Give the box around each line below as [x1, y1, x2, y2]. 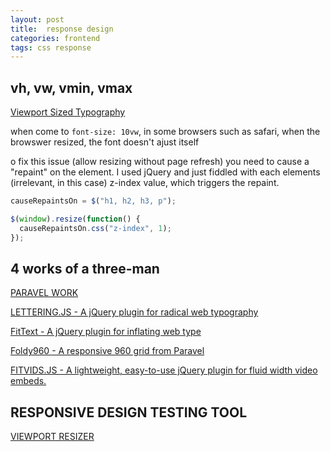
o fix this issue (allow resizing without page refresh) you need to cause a [10, 156, 310, 168]
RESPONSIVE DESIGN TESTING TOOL [10, 404, 248, 421]
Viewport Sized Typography [10, 106, 126, 118]
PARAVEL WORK [10, 287, 79, 299]
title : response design [10, 24, 114, 34]
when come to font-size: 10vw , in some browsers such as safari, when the [10, 126, 321, 138]
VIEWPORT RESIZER [10, 431, 95, 443]
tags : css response [10, 42, 92, 53]
